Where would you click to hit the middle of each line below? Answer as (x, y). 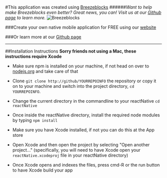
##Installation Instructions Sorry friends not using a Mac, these (71, 51)
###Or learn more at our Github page (43, 37)
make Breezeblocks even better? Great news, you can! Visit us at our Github (83, 12)
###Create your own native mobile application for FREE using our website (81, 27)
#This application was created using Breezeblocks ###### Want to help (79, 7)
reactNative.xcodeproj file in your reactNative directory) (70, 155)
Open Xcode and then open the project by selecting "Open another (81, 145)
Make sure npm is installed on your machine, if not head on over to (81, 66)
